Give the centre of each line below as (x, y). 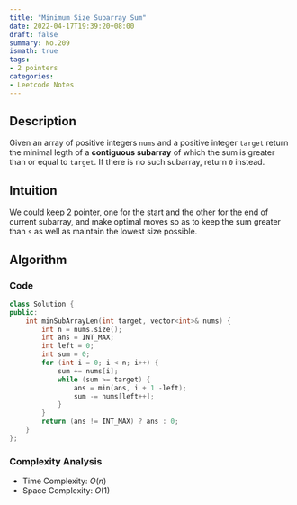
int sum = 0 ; (66, 354)
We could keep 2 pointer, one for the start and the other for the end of (139, 212)
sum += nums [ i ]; (88, 371)
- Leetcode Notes (42, 85)
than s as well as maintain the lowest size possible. (103, 232)
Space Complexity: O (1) (66, 491)
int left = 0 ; (68, 346)
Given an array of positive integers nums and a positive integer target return (149, 143)
